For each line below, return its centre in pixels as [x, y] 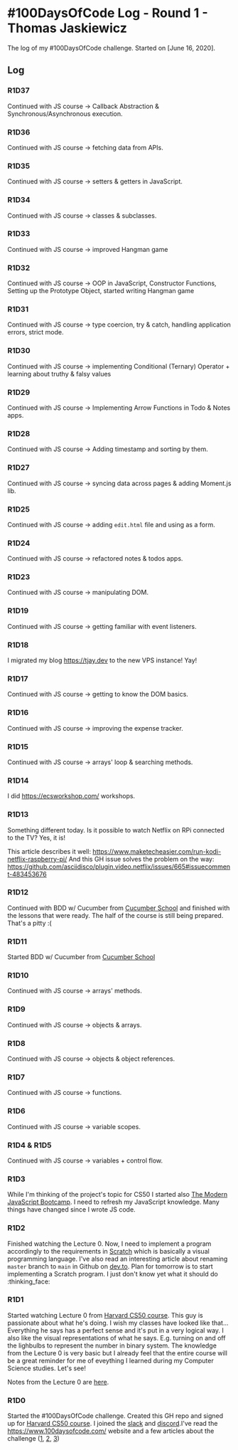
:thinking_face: [29, 1281]
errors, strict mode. [36, 332]
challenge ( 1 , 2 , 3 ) [34, 1439]
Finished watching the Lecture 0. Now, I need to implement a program [109, 1244]
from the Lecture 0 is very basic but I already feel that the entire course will [117, 1353]
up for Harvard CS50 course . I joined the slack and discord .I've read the [113, 1424]
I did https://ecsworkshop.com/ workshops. [71, 796]
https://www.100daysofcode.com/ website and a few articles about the [111, 1431]
